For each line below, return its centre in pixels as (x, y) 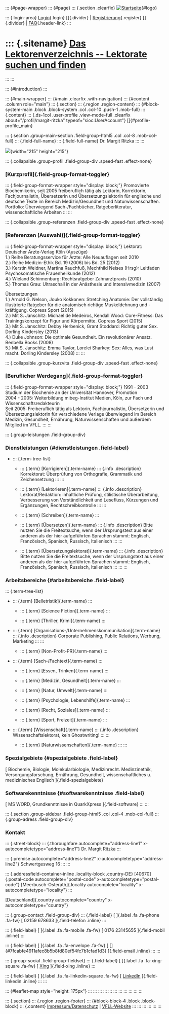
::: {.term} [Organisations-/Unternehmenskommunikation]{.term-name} (87, 631)
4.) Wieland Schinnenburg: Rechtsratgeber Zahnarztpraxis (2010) (73, 278)
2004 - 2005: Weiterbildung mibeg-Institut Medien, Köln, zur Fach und (79, 397)
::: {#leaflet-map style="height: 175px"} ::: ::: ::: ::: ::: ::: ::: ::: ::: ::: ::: (74, 991)
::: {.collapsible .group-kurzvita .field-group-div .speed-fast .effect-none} (82, 363)
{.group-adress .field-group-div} (39, 819)
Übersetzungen (22, 294)
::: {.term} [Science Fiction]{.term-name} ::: (65, 611)
